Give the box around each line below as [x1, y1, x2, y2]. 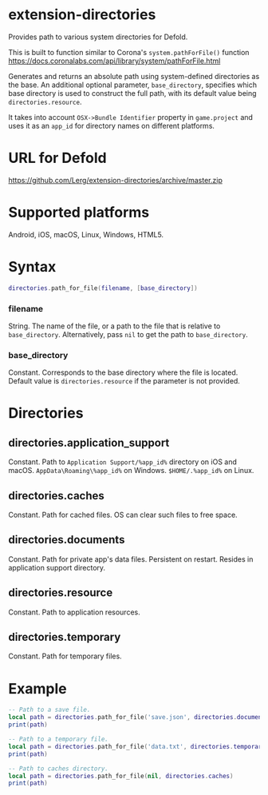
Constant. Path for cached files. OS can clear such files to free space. [8, 510, 238, 520]
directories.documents [8, 533, 125, 547]
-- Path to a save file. [8, 706, 91, 714]
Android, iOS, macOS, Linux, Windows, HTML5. [8, 229, 164, 239]
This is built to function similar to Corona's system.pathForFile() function [8, 47, 250, 57]
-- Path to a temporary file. [8, 735, 109, 744]
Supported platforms [8, 204, 150, 221]
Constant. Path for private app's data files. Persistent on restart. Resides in [8, 554, 254, 564]
